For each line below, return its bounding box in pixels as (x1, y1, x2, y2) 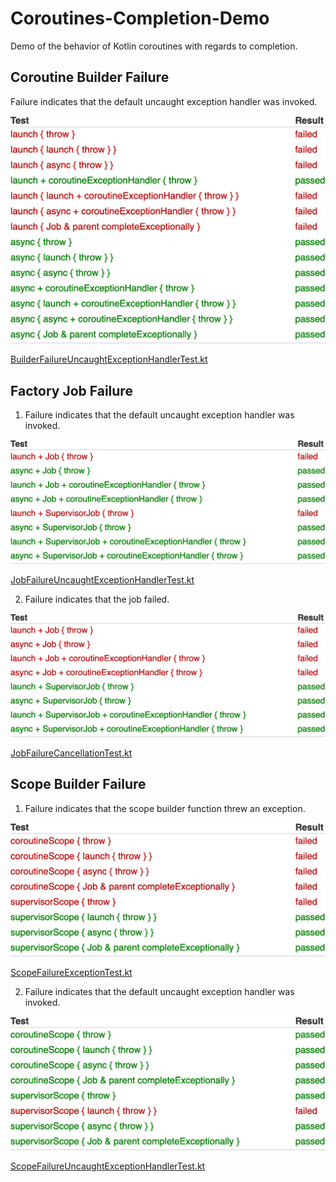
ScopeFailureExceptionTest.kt (10, 966, 133, 978)
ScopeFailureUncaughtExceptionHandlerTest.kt (10, 1160, 206, 1172)
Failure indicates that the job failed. (24, 593, 170, 605)
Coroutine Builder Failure (10, 69, 170, 86)
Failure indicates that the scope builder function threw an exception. (24, 802, 306, 814)
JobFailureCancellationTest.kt (10, 747, 133, 759)
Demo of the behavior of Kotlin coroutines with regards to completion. (10, 40, 298, 52)
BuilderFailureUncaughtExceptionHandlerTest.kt (10, 353, 208, 366)
